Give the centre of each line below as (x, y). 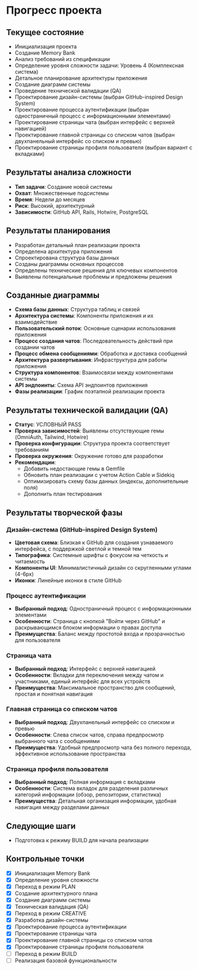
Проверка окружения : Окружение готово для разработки (89, 456)
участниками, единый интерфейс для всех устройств (82, 681)
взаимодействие (36, 322)
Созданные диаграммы (53, 296)
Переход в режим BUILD (46, 953)
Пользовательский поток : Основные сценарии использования (95, 328)
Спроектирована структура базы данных (67, 257)
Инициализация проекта (46, 46)
